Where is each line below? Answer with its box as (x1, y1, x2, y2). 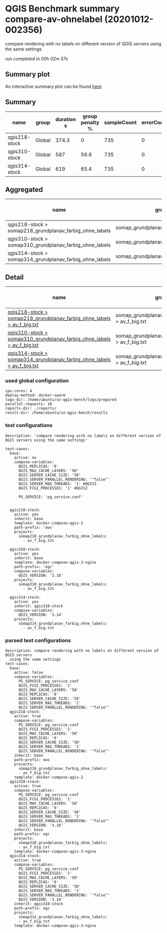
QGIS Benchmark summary (5, 3, 120, 14)
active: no (14, 455, 37, 460)
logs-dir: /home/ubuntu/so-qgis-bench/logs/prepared (5, 397, 117, 402)
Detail (5, 273, 24, 281)
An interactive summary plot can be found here (5, 83, 102, 89)
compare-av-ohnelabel (5, 13, 103, 25)
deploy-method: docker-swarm (5, 393, 66, 398)
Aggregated (5, 185, 43, 194)
